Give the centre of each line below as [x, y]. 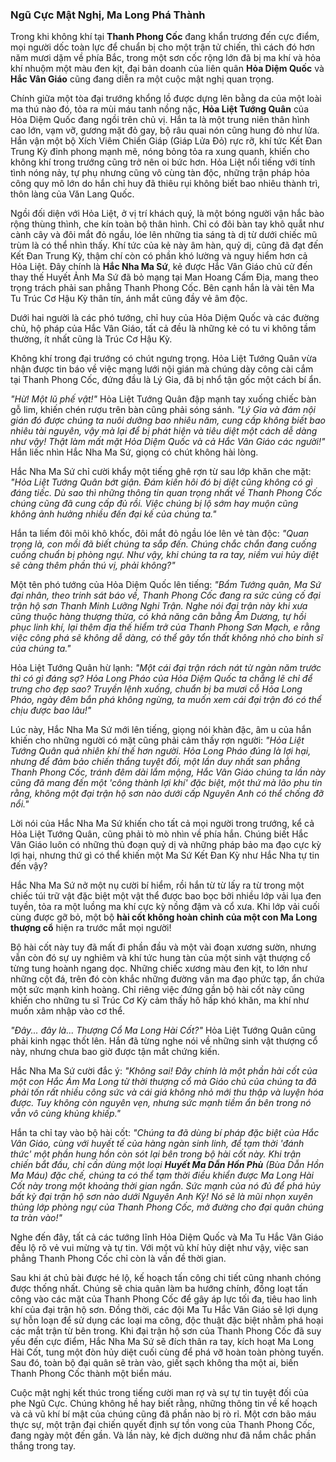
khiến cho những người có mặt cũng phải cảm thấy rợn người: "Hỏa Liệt [157, 740]
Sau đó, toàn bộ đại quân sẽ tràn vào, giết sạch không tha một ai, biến [154, 1363]
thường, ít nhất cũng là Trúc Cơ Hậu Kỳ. [91, 339]
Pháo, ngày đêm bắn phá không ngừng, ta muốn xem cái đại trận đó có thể [166, 700]
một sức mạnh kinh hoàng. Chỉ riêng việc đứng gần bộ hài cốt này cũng [157, 990]
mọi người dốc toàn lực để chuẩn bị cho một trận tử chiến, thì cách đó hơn [163, 47]
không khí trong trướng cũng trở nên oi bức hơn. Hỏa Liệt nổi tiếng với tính [163, 162]
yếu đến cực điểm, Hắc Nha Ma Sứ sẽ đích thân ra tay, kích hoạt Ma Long [162, 1342]
